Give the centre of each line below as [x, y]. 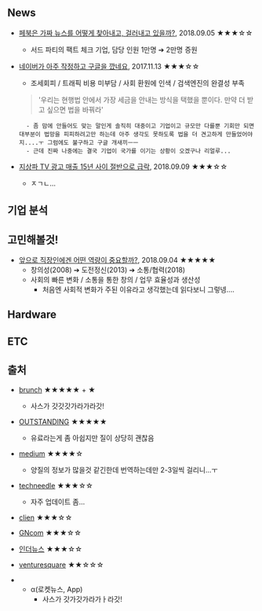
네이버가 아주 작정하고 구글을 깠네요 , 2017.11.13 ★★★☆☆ [109, 66]
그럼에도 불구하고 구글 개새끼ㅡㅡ [93, 142]
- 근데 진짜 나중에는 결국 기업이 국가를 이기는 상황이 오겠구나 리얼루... [129, 151]
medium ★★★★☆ [51, 453]
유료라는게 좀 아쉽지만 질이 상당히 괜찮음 [92, 438]
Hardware [32, 315]
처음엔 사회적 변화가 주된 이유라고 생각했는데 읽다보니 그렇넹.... [138, 289]
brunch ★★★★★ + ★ [57, 389]
